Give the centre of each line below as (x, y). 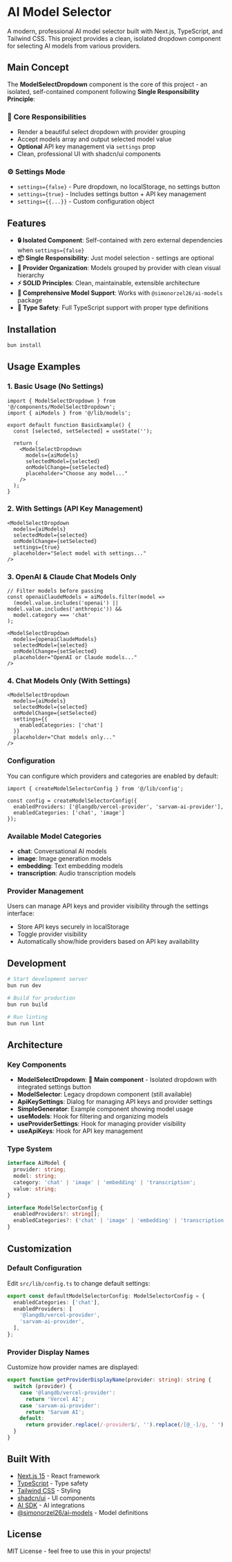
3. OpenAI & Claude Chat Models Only (72, 576)
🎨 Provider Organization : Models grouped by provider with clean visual (119, 268)
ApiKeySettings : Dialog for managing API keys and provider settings (115, 1102)
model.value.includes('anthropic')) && (65, 609)
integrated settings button (54, 1087)
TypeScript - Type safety (52, 1483)
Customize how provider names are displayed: (73, 1367)
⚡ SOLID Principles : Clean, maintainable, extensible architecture (108, 283)
